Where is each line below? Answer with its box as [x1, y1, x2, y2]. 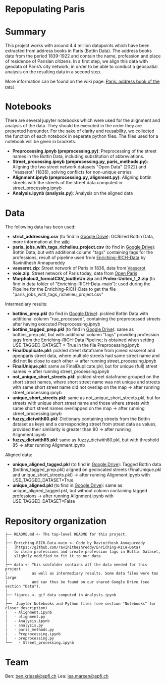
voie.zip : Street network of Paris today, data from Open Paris [12, 270, 138, 276]
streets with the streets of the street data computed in [12, 180, 123, 186]
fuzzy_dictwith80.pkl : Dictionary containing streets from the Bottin [12, 416, 150, 421]
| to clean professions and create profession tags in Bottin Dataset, [5, 549, 161, 554]
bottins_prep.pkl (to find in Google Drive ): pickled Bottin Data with [12, 311, 149, 316]
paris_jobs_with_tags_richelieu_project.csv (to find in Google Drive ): [12, 244, 156, 250]
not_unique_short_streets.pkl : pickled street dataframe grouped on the [12, 374, 160, 379]
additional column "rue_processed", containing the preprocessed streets [12, 316, 161, 321]
